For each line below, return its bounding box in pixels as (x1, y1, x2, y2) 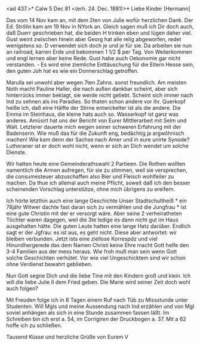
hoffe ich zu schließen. (6, 322, 63, 329)
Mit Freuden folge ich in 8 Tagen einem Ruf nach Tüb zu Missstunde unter (6, 297, 189, 303)
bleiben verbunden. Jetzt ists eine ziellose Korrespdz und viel (6, 235, 158, 242)
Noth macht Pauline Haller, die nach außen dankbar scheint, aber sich (6, 85, 178, 92)
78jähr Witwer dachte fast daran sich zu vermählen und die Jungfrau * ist (6, 204, 187, 211)
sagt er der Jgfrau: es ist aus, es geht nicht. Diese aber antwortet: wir (6, 229, 177, 236)
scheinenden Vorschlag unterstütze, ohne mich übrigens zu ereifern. (6, 186, 176, 193)
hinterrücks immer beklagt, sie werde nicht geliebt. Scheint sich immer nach (6, 92, 193, 98)
